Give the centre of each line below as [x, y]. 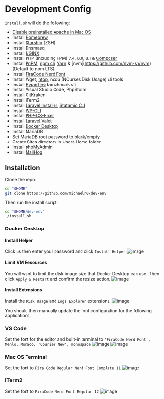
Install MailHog [27, 152]
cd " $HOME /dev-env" [25, 212]
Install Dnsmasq [28, 48]
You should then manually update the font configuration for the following [79, 310]
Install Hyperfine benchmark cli [44, 84]
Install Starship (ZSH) [34, 42]
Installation [23, 168]
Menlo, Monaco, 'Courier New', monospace [48, 345]
